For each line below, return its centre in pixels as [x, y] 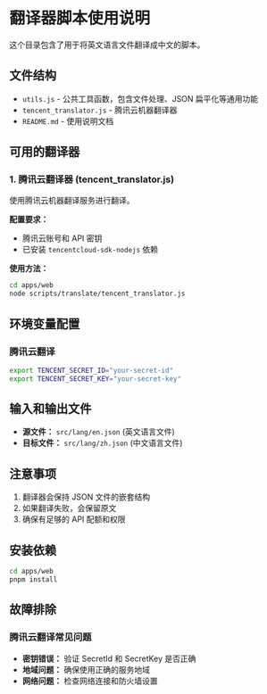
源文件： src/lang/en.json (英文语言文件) [99, 432]
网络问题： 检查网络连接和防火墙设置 [90, 681]
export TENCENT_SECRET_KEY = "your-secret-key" [95, 379]
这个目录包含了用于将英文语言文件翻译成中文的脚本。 [107, 45]
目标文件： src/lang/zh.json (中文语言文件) [102, 443]
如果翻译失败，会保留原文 [69, 508]
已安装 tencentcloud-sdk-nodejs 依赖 [90, 250]
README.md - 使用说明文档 [68, 120]
